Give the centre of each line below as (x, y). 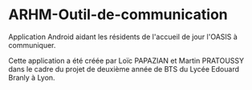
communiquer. (32, 45)
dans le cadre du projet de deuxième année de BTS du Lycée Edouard (124, 68)
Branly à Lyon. (32, 77)
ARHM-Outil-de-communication (118, 15)
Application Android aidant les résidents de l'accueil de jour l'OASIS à (123, 37)
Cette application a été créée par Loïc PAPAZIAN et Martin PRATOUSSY (126, 61)
